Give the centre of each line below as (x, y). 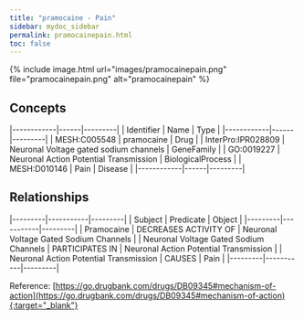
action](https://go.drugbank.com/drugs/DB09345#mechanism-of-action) (147, 295)
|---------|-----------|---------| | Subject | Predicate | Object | (126, 219)
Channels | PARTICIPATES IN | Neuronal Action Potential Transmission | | (146, 249)
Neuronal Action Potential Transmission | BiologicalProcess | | (126, 159)
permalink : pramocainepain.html (71, 35)
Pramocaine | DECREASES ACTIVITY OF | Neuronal (181, 229)
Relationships (49, 197)
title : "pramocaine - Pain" (63, 18)
